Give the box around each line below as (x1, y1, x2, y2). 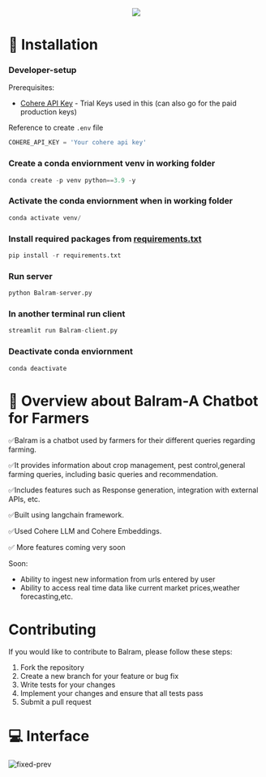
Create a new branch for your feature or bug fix (19, 672, 179, 681)
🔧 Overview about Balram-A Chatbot (8, 392, 259, 410)
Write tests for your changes (19, 680, 116, 689)
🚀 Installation (8, 36, 99, 54)
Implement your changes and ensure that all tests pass (19, 689, 204, 698)
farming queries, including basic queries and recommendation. (8, 470, 219, 479)
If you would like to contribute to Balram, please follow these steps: (8, 647, 233, 657)
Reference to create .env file (8, 122, 104, 133)
